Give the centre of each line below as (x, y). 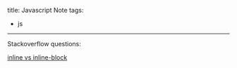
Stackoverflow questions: (44, 44)
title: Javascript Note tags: (45, 10)
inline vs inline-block (37, 57)
